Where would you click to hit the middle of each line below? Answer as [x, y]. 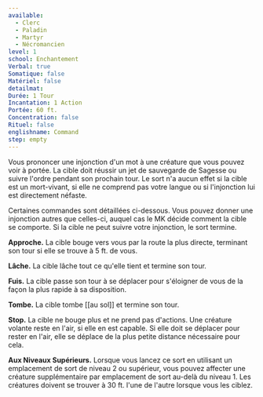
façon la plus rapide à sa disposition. [68, 289]
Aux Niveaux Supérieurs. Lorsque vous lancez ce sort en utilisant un [121, 360]
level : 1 [22, 52]
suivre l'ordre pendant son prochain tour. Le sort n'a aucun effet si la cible [128, 178]
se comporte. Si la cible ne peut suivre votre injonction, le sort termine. [122, 227]
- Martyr [29, 37]
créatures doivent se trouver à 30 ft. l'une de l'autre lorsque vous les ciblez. [130, 384]
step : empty [27, 139]
